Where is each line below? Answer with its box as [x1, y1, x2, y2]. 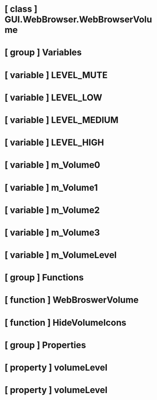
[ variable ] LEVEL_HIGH [4, 137, 104, 148]
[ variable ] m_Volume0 [4, 159, 100, 171]
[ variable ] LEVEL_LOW [4, 92, 102, 103]
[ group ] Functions [4, 272, 84, 283]
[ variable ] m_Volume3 [4, 227, 100, 238]
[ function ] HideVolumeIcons [4, 317, 126, 328]
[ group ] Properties [4, 339, 87, 350]
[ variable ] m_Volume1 [4, 182, 98, 193]
